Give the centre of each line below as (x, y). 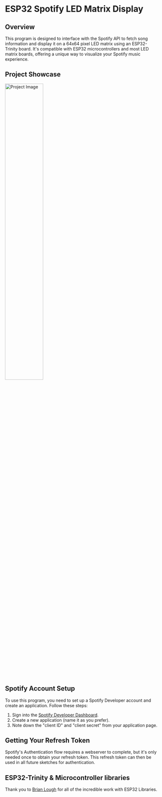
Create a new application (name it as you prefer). (61, 720)
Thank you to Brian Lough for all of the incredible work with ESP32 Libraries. (81, 789)
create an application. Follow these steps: (46, 705)
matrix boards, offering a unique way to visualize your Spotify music (73, 54)
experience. (17, 59)
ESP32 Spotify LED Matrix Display (74, 9)
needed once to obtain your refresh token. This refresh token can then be (78, 757)
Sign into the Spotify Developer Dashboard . (55, 715)
